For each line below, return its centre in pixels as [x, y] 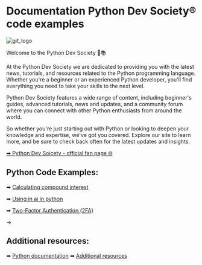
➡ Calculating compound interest [47, 187]
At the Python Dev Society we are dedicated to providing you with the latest [100, 66]
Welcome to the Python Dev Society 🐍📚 [56, 53]
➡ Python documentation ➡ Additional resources [67, 255]
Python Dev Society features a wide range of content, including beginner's [99, 97]
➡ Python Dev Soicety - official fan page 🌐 [59, 153]
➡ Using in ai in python [35, 199]
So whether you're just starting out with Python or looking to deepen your [97, 129]
